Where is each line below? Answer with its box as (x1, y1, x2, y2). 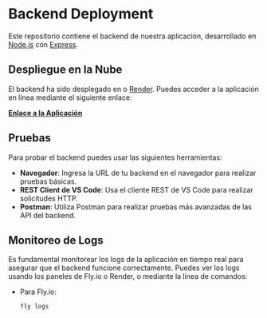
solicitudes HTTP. (19, 193, 78, 203)
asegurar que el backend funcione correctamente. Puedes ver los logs (8, 263, 240, 272)
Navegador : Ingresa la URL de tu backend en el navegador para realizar (19, 168, 257, 177)
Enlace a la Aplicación (8, 108, 83, 117)
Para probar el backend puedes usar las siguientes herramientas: (8, 153, 222, 162)
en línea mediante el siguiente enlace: (8, 93, 132, 102)
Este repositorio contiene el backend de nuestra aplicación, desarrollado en (8, 31, 257, 41)
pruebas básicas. (19, 177, 77, 186)
